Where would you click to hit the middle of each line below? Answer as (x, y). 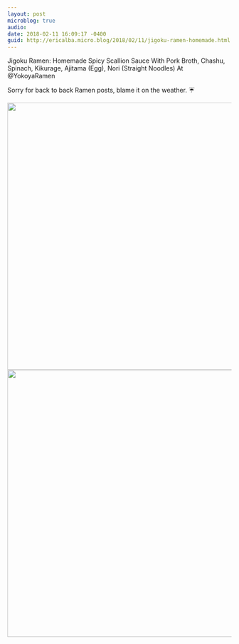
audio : (17, 27)
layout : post (27, 14)
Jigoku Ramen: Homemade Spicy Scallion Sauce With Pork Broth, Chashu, (116, 61)
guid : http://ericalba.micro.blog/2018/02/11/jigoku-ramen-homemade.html (119, 41)
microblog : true (31, 21)
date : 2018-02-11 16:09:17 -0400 (57, 34)
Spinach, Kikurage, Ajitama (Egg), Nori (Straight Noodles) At (95, 68)
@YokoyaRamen (31, 76)
